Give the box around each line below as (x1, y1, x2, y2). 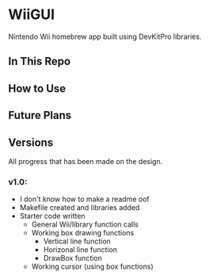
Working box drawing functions (31, 228, 135, 238)
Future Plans (8, 109, 72, 122)
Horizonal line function (43, 245, 117, 254)
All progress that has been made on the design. (8, 156, 163, 166)
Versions (8, 136, 54, 149)
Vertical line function (43, 236, 111, 247)
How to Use (8, 82, 66, 95)
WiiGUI (8, 6, 55, 24)
